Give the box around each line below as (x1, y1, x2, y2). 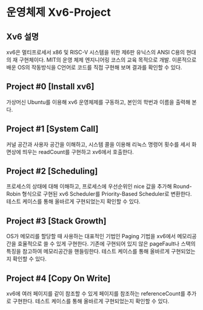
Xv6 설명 (6, 31, 39, 42)
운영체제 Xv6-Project (6, 5, 111, 19)
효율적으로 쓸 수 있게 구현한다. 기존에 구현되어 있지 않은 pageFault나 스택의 (17, 240, 196, 248)
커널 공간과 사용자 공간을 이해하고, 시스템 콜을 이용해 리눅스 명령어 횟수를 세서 (6, 140, 191, 148)
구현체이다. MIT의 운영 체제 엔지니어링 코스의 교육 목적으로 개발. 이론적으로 (19, 56, 197, 63)
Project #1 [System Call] (6, 124, 99, 134)
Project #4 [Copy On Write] (6, 273, 111, 283)
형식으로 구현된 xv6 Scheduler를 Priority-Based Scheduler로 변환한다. (22, 190, 192, 198)
